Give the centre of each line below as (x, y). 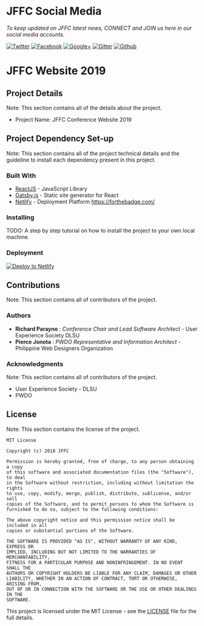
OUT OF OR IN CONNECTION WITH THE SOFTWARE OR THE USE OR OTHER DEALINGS (102, 589)
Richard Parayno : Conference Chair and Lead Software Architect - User (106, 329)
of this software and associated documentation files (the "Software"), (100, 472)
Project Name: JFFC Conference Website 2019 (73, 119)
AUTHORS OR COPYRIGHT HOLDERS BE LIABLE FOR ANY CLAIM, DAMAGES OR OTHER (102, 573)
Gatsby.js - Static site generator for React (67, 195)
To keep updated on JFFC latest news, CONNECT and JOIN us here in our (99, 28)
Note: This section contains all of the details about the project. (84, 108)
